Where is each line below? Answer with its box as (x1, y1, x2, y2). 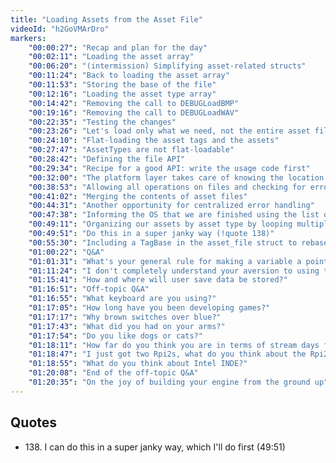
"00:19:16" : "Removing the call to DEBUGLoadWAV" (28, 107, 240, 118)
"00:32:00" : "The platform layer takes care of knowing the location (28, 172, 325, 183)
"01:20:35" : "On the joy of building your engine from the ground (28, 377, 311, 387)
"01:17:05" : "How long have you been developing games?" (28, 303, 271, 313)
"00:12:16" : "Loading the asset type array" (28, 89, 217, 99)
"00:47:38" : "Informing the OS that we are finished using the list (28, 210, 320, 220)
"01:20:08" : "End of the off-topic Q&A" (28, 368, 199, 378)
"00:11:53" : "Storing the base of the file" (28, 80, 217, 90)
